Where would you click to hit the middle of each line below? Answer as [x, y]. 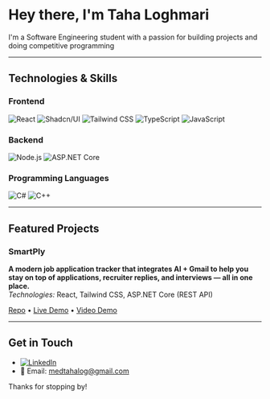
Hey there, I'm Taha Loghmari [109, 15]
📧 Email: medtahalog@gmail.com [75, 371]
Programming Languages [59, 178]
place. [19, 286]
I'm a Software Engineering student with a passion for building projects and [133, 37]
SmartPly [27, 251]
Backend [26, 140]
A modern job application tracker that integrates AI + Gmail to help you [129, 269]
